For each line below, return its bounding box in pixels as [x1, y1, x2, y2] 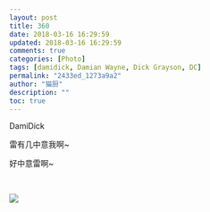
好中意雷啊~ [9, 158, 55, 169]
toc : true [9, 96, 46, 106]
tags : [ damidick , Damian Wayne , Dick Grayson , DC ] [9, 64, 202, 72]
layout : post [9, 13, 58, 22]
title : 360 [9, 21, 50, 30]
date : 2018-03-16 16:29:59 [9, 30, 110, 38]
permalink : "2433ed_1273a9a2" [9, 72, 122, 81]
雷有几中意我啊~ [9, 140, 70, 150]
